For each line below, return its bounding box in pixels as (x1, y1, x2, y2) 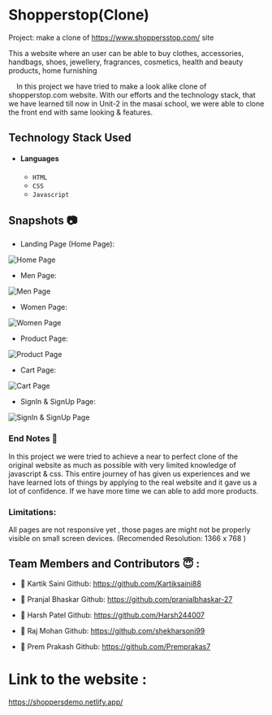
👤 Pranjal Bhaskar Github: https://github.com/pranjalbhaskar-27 (19, 594, 233, 604)
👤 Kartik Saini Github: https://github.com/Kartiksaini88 (19, 578, 201, 588)
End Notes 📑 (8, 433, 58, 444)
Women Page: (19, 303, 67, 312)
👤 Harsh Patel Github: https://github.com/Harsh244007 (19, 610, 205, 620)
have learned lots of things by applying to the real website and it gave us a (8, 477, 257, 487)
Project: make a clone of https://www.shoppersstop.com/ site (8, 33, 214, 42)
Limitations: (8, 506, 57, 517)
